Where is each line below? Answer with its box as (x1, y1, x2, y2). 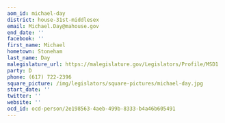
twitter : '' (7, 93, 41, 100)
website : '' (7, 99, 41, 106)
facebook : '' (7, 36, 44, 42)
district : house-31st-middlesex (7, 16, 99, 23)
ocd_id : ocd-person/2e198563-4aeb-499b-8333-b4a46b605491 (7, 105, 176, 112)
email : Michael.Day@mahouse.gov (7, 23, 99, 29)
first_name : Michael (7, 42, 66, 49)
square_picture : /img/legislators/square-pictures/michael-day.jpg (7, 80, 204, 87)
